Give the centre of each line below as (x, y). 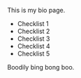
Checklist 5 (34, 53)
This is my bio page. (36, 10)
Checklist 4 (34, 46)
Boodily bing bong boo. (41, 67)
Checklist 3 (34, 39)
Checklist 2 (34, 31)
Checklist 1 (33, 24)
